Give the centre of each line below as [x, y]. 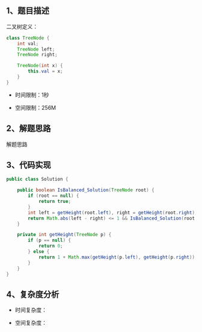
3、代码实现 [29, 165]
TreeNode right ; [38, 55]
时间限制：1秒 [32, 95]
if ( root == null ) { [54, 196]
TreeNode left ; [36, 49]
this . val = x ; [45, 71]
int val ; [28, 43]
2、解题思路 [29, 129]
